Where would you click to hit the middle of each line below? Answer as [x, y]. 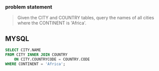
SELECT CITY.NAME [23, 50]
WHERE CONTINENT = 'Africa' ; [35, 64]
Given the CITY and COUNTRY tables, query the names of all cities [86, 18]
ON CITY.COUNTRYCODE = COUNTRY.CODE [52, 59]
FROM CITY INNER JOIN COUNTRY [37, 55]
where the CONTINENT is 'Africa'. [52, 23]
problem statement [29, 7]
